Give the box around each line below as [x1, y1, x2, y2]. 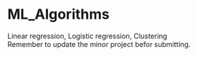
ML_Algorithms [7, 5, 110, 23]
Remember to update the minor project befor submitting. [7, 39, 191, 48]
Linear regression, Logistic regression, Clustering [7, 31, 167, 41]
